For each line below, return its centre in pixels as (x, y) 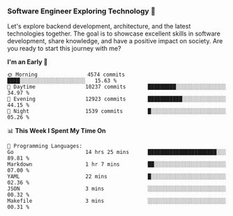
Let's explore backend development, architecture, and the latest (99, 26)
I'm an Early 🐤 (28, 62)
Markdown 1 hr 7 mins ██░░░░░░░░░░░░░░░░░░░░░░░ (117, 164)
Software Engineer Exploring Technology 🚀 (81, 11)
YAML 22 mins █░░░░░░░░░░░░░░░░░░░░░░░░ (117, 177)
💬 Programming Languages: (45, 146)
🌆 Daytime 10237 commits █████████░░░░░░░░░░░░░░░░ (117, 87)
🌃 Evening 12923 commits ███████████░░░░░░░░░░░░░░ (117, 99)
